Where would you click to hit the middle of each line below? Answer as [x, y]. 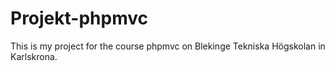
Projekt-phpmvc [79, 18]
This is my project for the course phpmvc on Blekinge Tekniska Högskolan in [168, 46]
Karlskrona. [34, 56]
